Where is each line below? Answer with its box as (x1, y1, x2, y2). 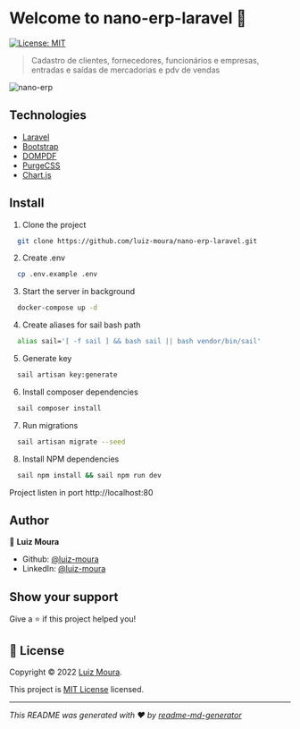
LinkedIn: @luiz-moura (21, 564, 106, 574)
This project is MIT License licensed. (9, 684, 145, 694)
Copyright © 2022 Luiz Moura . (9, 666, 122, 677)
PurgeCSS (21, 160, 61, 171)
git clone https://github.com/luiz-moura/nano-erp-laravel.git (17, 236, 257, 245)
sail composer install (17, 403, 102, 412)
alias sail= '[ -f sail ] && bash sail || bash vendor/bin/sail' (17, 337, 262, 346)
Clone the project (21, 219, 87, 230)
